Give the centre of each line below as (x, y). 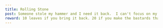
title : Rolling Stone (27, 9)
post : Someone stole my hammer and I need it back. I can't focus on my (81, 14)
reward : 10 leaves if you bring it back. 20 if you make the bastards (78, 18)
